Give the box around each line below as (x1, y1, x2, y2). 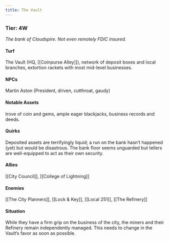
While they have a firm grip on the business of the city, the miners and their (5, 220, 164, 226)
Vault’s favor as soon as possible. (5, 230, 76, 236)
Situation (5, 208, 26, 214)
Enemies (5, 185, 25, 191)
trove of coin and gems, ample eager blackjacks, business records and (5, 111, 155, 117)
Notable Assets (5, 99, 39, 105)
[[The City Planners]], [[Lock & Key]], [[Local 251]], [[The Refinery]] (5, 196, 147, 203)
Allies (5, 162, 18, 168)
